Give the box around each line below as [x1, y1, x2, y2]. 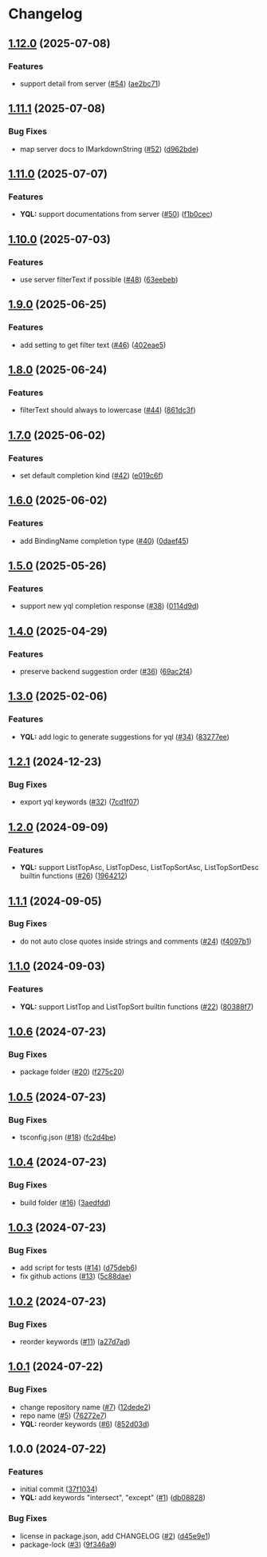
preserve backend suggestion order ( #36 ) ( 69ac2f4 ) [19, 667, 193, 677]
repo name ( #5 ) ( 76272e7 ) [19, 1411, 108, 1420]
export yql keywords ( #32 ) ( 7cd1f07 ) [19, 797, 139, 807]
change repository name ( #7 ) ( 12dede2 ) [19, 1402, 151, 1411]
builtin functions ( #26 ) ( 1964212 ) [19, 871, 128, 880]
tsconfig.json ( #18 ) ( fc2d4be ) [19, 1132, 116, 1142]
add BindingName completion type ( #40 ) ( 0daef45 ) [19, 536, 190, 545]
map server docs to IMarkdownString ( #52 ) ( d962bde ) [19, 144, 199, 154]
